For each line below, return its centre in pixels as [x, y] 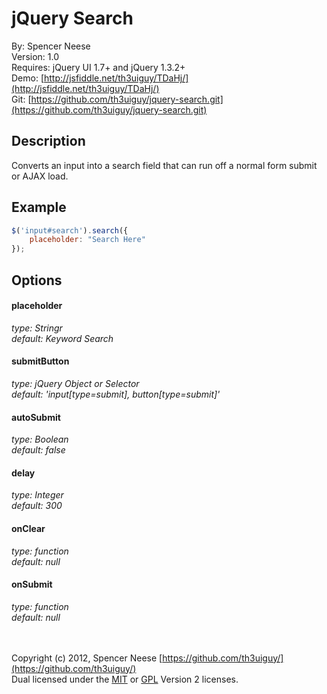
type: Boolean [40, 439]
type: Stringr [37, 328]
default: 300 [37, 506]
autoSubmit [36, 417]
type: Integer [37, 495]
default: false [38, 450]
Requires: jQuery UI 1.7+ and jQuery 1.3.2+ [98, 67]
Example [39, 207]
